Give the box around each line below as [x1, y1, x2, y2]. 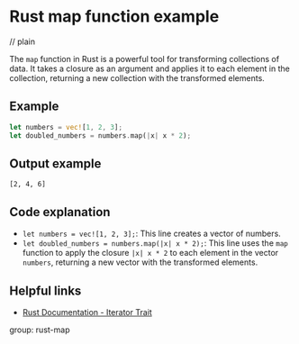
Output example [9, 156, 102, 171]
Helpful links [9, 283, 82, 298]
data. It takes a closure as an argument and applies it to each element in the [9, 63, 290, 74]
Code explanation [9, 204, 111, 220]
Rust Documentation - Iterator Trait [22, 306, 153, 317]
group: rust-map [9, 324, 70, 335]
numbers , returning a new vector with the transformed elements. [22, 257, 258, 267]
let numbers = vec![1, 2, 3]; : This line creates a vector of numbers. [22, 228, 281, 240]
